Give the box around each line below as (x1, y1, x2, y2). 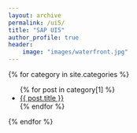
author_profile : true (8, 33, 80, 42)
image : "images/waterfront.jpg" (22, 48, 128, 56)
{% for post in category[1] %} (19, 85, 116, 94)
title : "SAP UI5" (8, 26, 65, 34)
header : (8, 41, 34, 49)
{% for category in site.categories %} (8, 70, 130, 79)
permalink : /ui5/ (8, 19, 65, 27)
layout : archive (8, 11, 61, 20)
